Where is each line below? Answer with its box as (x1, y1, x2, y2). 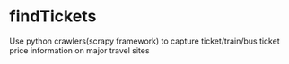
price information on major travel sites (9, 44, 150, 55)
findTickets (9, 6, 97, 27)
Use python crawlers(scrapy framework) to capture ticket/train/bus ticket (9, 36, 280, 46)
